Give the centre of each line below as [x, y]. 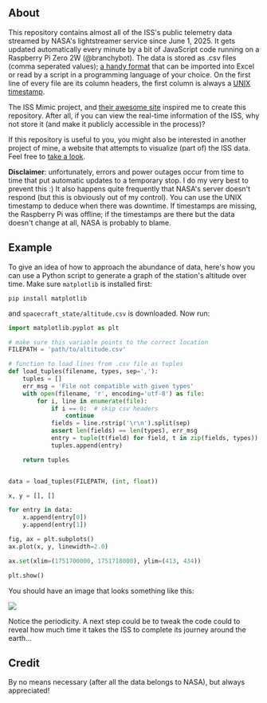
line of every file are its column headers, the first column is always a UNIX [130, 83]
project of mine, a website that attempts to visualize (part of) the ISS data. [130, 147]
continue [79, 416]
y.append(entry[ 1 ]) [55, 525]
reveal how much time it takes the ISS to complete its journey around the [127, 630]
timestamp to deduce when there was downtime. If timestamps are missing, [133, 206]
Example [30, 247]
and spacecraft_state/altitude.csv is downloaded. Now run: [109, 313]
